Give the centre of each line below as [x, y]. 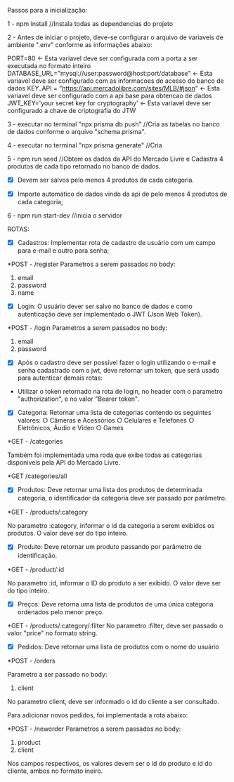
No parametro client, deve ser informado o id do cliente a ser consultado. [113, 701]
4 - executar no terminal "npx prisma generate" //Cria [85, 145]
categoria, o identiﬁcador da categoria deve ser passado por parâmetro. [122, 498]
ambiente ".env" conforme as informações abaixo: [80, 45]
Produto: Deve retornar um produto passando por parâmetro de [109, 547]
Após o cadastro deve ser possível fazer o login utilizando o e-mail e [117, 363]
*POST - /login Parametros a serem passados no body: [87, 328]
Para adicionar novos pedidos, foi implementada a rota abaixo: [98, 715]
